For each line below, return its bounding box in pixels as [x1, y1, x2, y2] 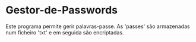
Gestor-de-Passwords [5, 3, 118, 17]
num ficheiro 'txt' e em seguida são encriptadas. [5, 29, 124, 36]
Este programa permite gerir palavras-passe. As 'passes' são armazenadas [5, 23, 191, 30]
